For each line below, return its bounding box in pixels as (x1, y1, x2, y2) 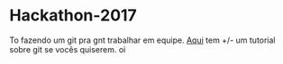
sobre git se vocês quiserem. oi (9, 44, 126, 54)
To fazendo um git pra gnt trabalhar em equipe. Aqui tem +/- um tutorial (9, 35, 277, 45)
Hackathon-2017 (9, 5, 137, 26)
